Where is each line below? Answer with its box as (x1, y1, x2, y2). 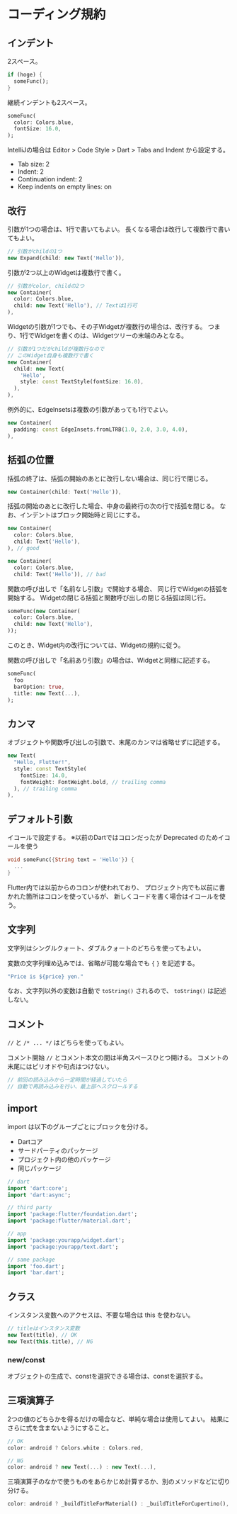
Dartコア (17, 1137, 43, 1145)
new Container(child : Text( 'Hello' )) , (7, 488, 122, 495)
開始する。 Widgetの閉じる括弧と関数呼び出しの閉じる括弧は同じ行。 (7, 593, 210, 602)
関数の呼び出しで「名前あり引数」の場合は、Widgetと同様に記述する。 (7, 656, 214, 664)
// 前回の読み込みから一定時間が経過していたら (7, 1077, 127, 1084)
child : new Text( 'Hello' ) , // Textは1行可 (13, 302, 138, 309)
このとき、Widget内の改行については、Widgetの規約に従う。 (7, 641, 185, 649)
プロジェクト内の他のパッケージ (17, 1155, 111, 1163)
